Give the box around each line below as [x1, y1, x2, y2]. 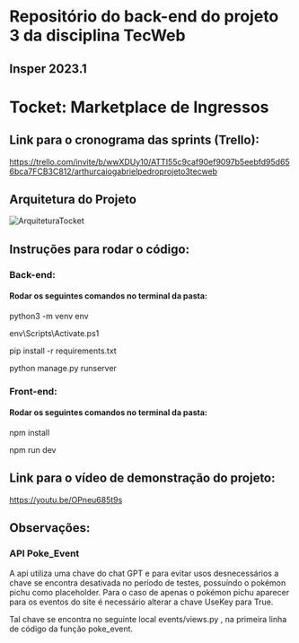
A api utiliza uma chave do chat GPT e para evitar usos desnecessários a [9, 568, 279, 578]
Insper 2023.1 [9, 61, 87, 76]
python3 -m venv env [9, 310, 89, 321]
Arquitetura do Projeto [9, 191, 137, 207]
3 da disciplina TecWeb [9, 25, 186, 46]
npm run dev [9, 445, 57, 456]
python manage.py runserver [9, 362, 117, 373]
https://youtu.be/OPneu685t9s [9, 494, 123, 505]
